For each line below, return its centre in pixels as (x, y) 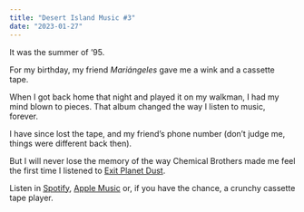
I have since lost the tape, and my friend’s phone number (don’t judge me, (147, 133)
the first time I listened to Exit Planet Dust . (88, 170)
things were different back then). (71, 143)
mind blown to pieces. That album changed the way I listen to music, (137, 106)
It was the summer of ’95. (57, 52)
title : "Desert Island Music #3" (73, 18)
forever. (24, 116)
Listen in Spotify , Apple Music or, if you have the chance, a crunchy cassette (152, 188)
